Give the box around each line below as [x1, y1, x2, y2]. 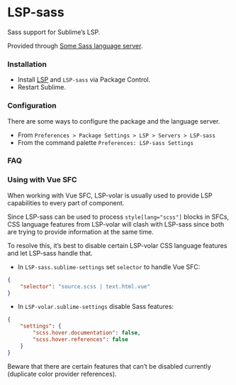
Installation [7, 59, 47, 69]
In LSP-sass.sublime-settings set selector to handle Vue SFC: [17, 262, 201, 271]
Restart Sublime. [17, 83, 66, 92]
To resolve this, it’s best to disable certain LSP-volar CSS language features [7, 241, 227, 249]
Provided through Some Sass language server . [7, 41, 143, 50]
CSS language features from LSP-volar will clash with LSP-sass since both [7, 219, 225, 228]
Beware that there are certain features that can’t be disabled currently [7, 362, 211, 370]
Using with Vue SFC [7, 175, 77, 185]
